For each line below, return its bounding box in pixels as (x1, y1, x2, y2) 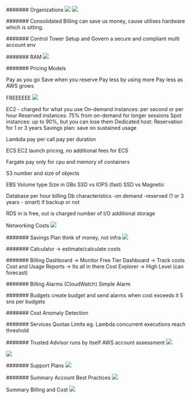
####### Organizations (6, 6, 64, 13)
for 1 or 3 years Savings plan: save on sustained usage (6, 125, 137, 131)
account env (6, 42, 36, 48)
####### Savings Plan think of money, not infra (6, 234, 121, 241)
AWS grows (6, 82, 34, 89)
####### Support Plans (6, 362, 64, 369)
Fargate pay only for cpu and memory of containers (6, 159, 130, 165)
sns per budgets (6, 298, 45, 305)
